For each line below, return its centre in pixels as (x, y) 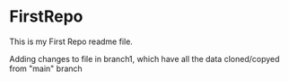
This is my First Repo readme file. (71, 41)
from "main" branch (46, 68)
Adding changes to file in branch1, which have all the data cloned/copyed (144, 58)
